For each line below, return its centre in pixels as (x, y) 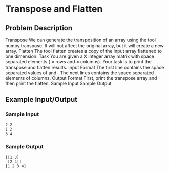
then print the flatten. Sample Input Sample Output (58, 83)
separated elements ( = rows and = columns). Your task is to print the (79, 62)
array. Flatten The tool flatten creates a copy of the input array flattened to (84, 51)
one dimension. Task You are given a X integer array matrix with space (80, 56)
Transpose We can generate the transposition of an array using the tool (81, 40)
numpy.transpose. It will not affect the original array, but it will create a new (84, 46)
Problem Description (39, 28)
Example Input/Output (41, 100)
